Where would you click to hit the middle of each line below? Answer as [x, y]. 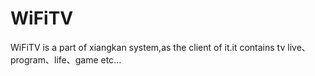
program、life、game [54, 59]
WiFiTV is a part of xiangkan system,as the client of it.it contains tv [148, 47]
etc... [111, 59]
